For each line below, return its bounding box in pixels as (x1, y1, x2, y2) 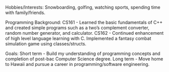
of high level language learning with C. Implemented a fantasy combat (5, 35, 151, 41)
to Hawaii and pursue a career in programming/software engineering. (5, 61, 150, 67)
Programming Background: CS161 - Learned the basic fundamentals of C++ (5, 20, 163, 25)
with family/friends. (5, 10, 46, 16)
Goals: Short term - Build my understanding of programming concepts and (5, 50, 160, 56)
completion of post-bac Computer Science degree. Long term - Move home (5, 56, 163, 62)
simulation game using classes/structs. (5, 41, 87, 47)
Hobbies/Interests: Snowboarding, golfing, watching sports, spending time (5, 5, 160, 10)
